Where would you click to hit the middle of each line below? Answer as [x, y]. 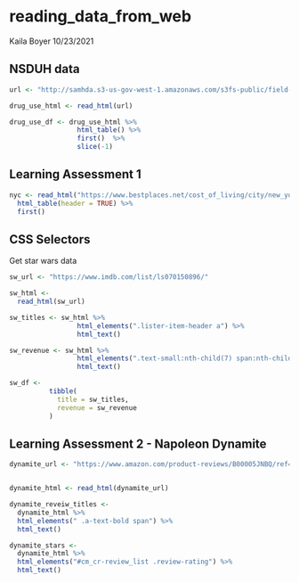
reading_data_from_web [101, 16]
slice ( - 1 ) [95, 147]
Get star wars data [43, 261]
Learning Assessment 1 [76, 174]
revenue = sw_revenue [97, 407]
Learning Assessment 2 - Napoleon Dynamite [138, 443]
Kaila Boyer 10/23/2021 [52, 41]
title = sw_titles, [93, 399]
